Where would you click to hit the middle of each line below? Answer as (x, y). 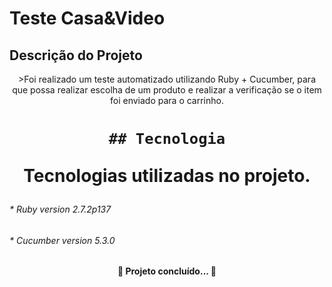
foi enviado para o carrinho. (167, 100)
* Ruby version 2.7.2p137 (60, 209)
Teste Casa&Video (87, 18)
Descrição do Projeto (76, 55)
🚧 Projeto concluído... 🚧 (167, 271)
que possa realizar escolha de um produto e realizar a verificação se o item (167, 90)
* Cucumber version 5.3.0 (62, 240)
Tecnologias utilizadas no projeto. (167, 176)
